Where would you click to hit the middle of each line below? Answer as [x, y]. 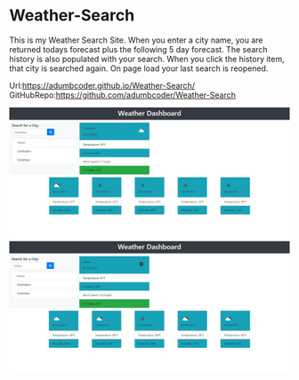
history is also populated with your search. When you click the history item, [147, 59]
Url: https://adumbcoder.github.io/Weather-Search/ [102, 85]
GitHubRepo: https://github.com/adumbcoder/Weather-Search [122, 95]
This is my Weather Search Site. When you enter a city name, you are [136, 40]
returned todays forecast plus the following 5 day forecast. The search [139, 49]
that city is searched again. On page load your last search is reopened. [139, 68]
